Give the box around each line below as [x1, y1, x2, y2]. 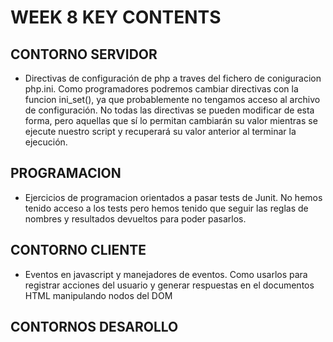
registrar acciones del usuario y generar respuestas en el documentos [24, 279, 315, 291]
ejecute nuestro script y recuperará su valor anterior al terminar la [24, 126, 297, 137]
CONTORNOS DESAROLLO [10, 319, 179, 336]
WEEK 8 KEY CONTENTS [10, 6, 222, 29]
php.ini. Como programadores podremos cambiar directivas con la [24, 83, 299, 95]
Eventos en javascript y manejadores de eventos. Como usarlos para [24, 268, 308, 280]
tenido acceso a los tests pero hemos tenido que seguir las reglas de [24, 202, 309, 214]
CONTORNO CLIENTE [10, 242, 147, 259]
